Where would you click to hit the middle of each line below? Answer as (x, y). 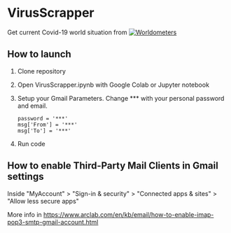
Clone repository (42, 71)
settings (26, 177)
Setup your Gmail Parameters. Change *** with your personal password (121, 98)
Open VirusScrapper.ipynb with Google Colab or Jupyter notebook (113, 85)
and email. (32, 106)
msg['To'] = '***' (44, 131)
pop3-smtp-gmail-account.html (53, 222)
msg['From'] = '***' (47, 125)
